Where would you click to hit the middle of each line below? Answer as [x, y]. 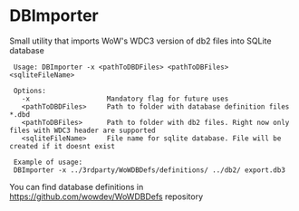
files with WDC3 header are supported [82, 130]
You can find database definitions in [77, 187]
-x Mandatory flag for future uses [125, 99]
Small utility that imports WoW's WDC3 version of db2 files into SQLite [140, 41]
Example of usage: [48, 162]
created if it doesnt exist [63, 146]
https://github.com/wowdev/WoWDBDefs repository [106, 197]
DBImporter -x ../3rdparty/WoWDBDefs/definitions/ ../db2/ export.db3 [149, 170]
